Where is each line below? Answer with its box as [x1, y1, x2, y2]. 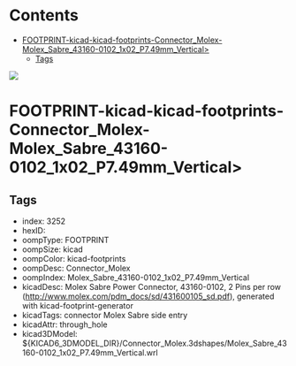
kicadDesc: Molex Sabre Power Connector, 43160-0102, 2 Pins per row [21, 281, 281, 292]
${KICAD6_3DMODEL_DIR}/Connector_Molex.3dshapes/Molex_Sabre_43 [21, 338, 287, 348]
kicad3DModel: [21, 328, 78, 339]
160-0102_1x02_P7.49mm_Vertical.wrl [21, 347, 158, 358]
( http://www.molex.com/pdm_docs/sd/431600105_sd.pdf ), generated [21, 291, 275, 301]
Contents [9, 5, 80, 26]
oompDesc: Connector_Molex [21, 263, 131, 273]
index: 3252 [21, 216, 66, 226]
